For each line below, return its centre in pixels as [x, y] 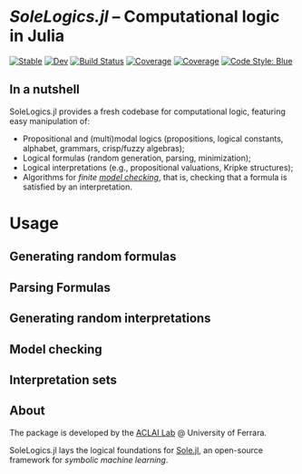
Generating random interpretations [110, 319]
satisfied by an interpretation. [78, 187]
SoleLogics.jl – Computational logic [145, 17]
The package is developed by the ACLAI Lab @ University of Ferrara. [138, 432]
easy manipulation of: [50, 121]
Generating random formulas [93, 257]
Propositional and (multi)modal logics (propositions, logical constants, [153, 139]
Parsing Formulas [60, 287]
